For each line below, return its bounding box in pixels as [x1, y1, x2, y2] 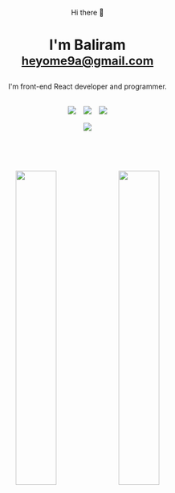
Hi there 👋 [71, 8, 104, 17]
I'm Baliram [48, 36, 127, 54]
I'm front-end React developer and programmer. [8, 81, 167, 92]
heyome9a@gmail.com [21, 53, 154, 68]
